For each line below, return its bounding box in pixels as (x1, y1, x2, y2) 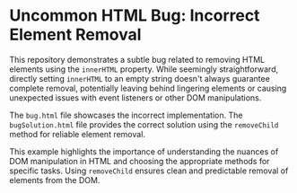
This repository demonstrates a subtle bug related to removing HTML (9, 54, 266, 65)
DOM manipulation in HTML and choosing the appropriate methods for (9, 155, 270, 166)
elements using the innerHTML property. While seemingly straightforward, (9, 64, 279, 75)
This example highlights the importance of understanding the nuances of (9, 145, 279, 157)
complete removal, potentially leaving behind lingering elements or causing (9, 83, 287, 93)
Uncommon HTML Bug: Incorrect (9, 5, 260, 26)
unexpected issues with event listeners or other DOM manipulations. (9, 92, 262, 103)
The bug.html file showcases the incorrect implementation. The (9, 110, 243, 120)
